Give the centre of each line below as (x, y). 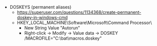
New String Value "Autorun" (52, 28)
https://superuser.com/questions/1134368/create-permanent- (79, 12)
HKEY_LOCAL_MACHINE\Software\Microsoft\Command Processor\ (84, 23)
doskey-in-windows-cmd (42, 17)
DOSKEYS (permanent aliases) (40, 7)
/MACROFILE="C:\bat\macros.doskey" (63, 38)
